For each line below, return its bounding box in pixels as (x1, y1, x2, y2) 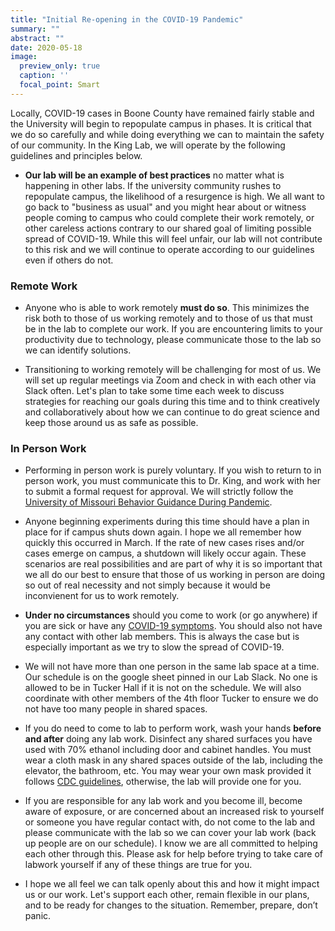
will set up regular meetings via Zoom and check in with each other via (24, 374, 317, 386)
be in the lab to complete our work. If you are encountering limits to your (24, 323, 323, 335)
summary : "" (10, 24, 60, 34)
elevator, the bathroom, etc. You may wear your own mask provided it (24, 765, 312, 777)
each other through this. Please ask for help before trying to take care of (24, 848, 323, 860)
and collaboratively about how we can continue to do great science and (24, 406, 320, 418)
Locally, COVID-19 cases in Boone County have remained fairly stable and (10, 107, 315, 119)
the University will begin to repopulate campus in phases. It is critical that (10, 117, 312, 130)
